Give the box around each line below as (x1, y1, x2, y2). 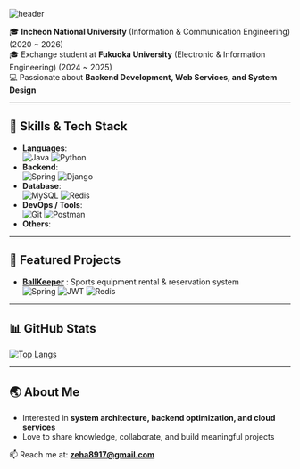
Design (9, 85, 37, 95)
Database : (21, 180, 62, 191)
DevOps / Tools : (21, 199, 83, 210)
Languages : (21, 143, 68, 153)
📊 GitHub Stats (9, 321, 96, 336)
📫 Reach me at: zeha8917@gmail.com (9, 449, 155, 460)
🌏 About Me (9, 384, 80, 399)
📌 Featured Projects (9, 252, 121, 267)
